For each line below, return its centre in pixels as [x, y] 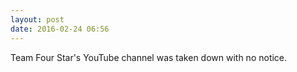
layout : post [37, 19]
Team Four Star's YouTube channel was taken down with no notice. [149, 57]
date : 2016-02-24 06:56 [60, 29]
